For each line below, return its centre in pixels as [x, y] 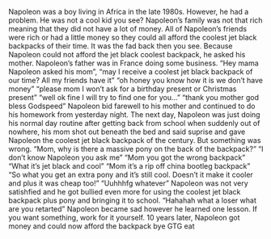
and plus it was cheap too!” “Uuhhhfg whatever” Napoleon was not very [128, 183]
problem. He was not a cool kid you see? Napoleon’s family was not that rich [135, 20]
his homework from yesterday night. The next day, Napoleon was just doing [134, 115]
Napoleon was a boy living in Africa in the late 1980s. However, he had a [129, 12]
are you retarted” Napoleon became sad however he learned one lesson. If [133, 209]
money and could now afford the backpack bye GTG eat [102, 226]
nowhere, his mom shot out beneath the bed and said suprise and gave [127, 132]
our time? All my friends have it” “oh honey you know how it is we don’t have [135, 80]
